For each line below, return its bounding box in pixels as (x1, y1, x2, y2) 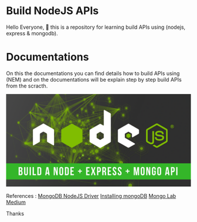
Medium (6, 199, 26, 206)
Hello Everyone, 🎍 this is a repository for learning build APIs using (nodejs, (6, 23, 186, 31)
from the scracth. (6, 82, 48, 89)
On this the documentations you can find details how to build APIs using (6, 69, 180, 77)
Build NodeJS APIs (6, 4, 99, 18)
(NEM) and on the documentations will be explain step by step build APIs (6, 76, 182, 83)
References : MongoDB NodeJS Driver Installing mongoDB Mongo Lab (6, 192, 176, 199)
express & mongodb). (6, 29, 58, 36)
